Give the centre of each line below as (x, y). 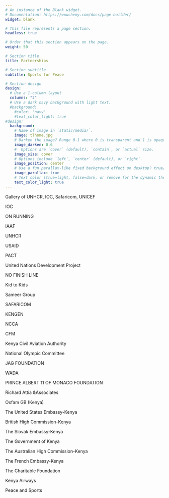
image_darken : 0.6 (33, 144)
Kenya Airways (21, 480)
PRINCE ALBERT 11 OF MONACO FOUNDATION (54, 382)
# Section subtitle (26, 70)
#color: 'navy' (30, 112)
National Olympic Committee (35, 353)
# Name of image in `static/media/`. (54, 131)
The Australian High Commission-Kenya (47, 451)
